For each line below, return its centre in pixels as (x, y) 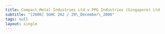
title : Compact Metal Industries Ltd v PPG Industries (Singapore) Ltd (82, 10)
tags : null (17, 19)
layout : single (21, 24)
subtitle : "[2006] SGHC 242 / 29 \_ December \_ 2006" (60, 14)
